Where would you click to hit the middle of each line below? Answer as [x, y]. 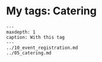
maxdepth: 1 [21, 32]
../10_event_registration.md [42, 48]
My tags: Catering [51, 11]
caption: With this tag [36, 37]
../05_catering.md [29, 53]
